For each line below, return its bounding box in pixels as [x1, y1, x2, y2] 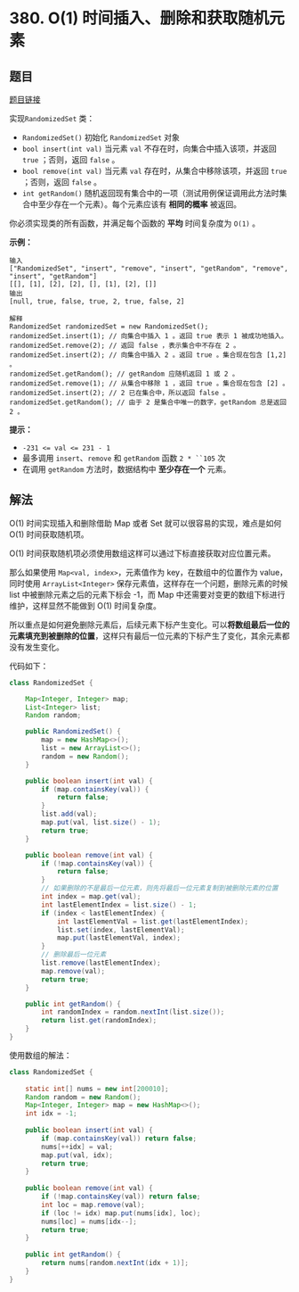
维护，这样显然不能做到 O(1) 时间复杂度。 [9, 600, 162, 611]
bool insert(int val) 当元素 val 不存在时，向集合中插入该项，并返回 [21, 144, 278, 153]
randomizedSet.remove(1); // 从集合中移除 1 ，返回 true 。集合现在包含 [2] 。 [9, 379, 289, 388]
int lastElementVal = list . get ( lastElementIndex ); [56, 916, 249, 926]
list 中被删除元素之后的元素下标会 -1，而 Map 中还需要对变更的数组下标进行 [9, 589, 286, 600]
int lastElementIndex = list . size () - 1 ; [41, 900, 198, 909]
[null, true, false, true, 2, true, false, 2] [9, 297, 185, 306]
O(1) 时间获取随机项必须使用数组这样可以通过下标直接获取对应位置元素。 [9, 548, 276, 559]
